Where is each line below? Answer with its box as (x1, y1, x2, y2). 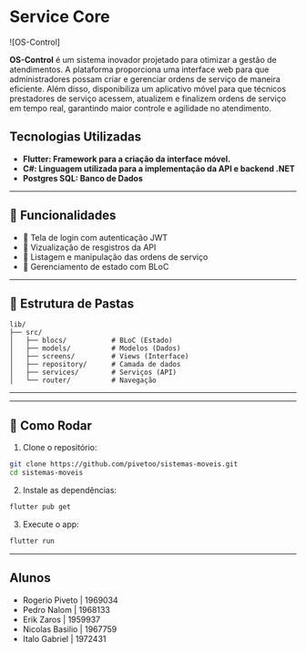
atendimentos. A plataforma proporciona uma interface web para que (9, 64, 270, 75)
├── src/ (9, 328, 43, 337)
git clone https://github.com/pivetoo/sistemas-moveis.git (9, 460, 239, 469)
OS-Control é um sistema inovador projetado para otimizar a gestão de (9, 54, 277, 65)
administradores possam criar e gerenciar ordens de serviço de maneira (9, 73, 280, 84)
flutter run (9, 536, 55, 545)
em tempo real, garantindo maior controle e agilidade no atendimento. (9, 102, 271, 113)
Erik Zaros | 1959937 (22, 614, 101, 625)
